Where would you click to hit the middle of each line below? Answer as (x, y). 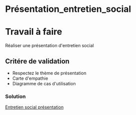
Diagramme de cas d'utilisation (44, 83)
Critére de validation (37, 61)
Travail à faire (34, 32)
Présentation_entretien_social (68, 9)
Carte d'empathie (30, 78)
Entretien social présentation (34, 107)
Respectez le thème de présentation (49, 73)
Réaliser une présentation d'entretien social (50, 46)
